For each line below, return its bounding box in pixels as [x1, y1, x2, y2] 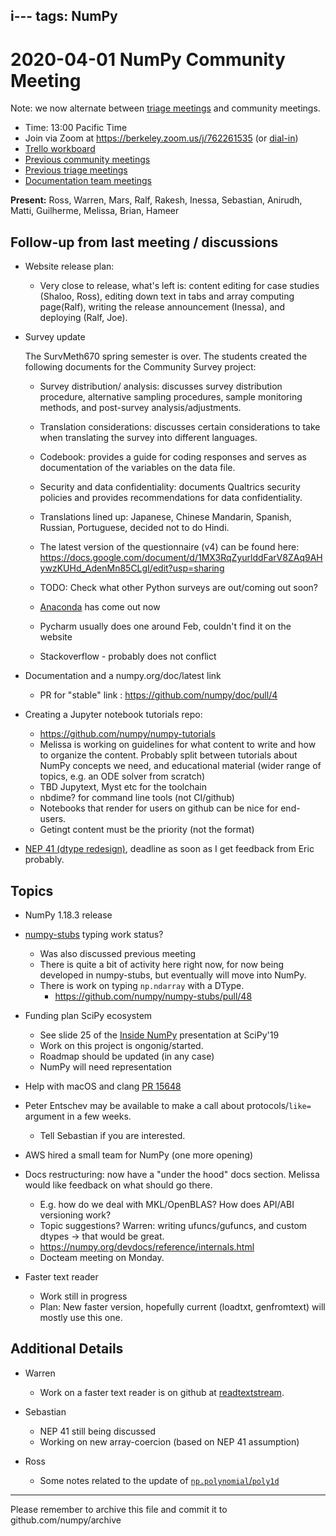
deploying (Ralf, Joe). [39, 312, 128, 324]
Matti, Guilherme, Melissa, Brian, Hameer [10, 205, 180, 217]
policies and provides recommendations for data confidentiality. [39, 492, 303, 504]
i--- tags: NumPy [10, 8, 118, 25]
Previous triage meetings [24, 164, 128, 176]
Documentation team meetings [24, 175, 152, 187]
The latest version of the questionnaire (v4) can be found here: [39, 541, 300, 553]
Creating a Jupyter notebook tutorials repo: [24, 709, 203, 721]
